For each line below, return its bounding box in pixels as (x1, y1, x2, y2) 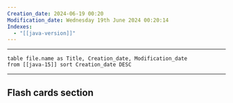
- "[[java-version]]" (13, 29, 76, 37)
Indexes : (7, 23, 33, 30)
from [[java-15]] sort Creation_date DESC (7, 61, 132, 68)
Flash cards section (7, 86, 94, 98)
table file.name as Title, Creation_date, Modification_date (7, 55, 188, 63)
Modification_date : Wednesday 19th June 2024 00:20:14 (7, 17, 169, 24)
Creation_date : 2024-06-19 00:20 (7, 10, 104, 17)
